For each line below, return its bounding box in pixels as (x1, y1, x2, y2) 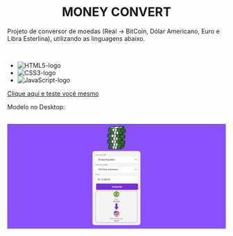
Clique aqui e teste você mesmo (7, 89, 99, 98)
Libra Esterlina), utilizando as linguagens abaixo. (7, 34, 146, 42)
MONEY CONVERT (62, 4, 171, 20)
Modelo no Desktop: (7, 102, 65, 111)
